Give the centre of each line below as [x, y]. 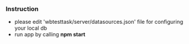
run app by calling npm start [50, 34]
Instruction [22, 9]
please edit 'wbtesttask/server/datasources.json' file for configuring [99, 22]
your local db [31, 28]
